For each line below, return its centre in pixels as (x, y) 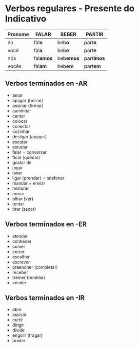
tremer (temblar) (29, 277)
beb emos (68, 58)
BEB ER (68, 34)
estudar (20, 147)
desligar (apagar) (30, 136)
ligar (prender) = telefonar (38, 178)
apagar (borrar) (28, 100)
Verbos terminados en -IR (45, 298)
